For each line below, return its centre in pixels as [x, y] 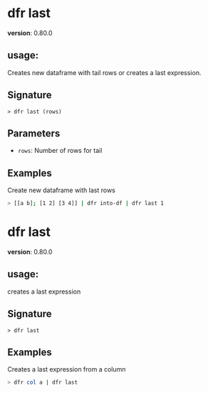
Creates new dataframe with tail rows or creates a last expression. [104, 72]
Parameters [34, 133]
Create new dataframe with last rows [61, 190]
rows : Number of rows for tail [60, 151]
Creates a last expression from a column [67, 369]
